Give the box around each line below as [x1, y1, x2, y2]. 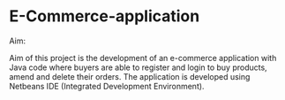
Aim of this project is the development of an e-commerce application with [9, 52, 277, 63]
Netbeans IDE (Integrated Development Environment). [9, 81, 205, 91]
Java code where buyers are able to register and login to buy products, [9, 62, 267, 73]
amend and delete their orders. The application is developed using [9, 71, 251, 81]
